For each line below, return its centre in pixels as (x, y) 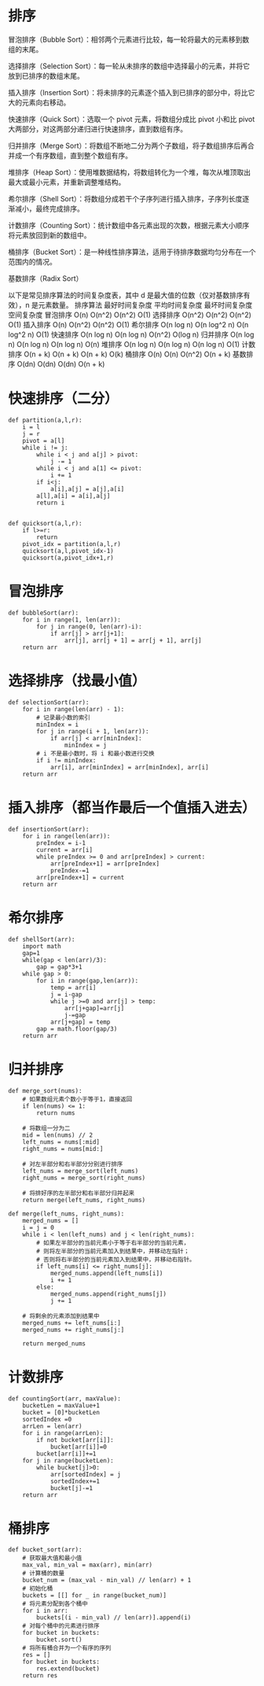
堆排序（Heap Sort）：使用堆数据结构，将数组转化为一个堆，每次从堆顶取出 (130, 172)
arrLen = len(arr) (52, 1426)
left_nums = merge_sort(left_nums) (81, 1171)
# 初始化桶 (38, 1589)
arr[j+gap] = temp (80, 1022)
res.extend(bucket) (68, 1669)
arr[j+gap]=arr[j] (94, 1008)
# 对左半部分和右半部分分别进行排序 (73, 1164)
